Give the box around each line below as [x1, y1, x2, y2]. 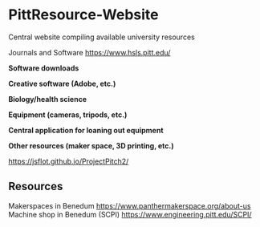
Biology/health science [8, 94, 87, 103]
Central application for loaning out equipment [8, 125, 164, 135]
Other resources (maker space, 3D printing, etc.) [8, 140, 174, 150]
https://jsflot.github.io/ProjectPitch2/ [8, 156, 129, 166]
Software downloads [8, 63, 79, 73]
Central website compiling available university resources [8, 32, 195, 42]
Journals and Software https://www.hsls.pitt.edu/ [8, 47, 171, 57]
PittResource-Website [8, 6, 159, 24]
